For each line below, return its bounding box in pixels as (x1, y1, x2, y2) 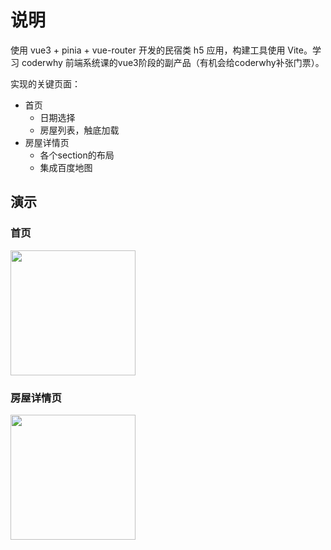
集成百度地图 (39, 161, 93, 173)
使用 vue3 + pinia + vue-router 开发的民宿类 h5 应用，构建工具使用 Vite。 (10, 44, 313, 56)
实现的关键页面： (10, 77, 81, 90)
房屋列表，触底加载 (39, 124, 120, 136)
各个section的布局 (39, 149, 115, 161)
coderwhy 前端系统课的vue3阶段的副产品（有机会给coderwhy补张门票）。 (21, 56, 325, 68)
